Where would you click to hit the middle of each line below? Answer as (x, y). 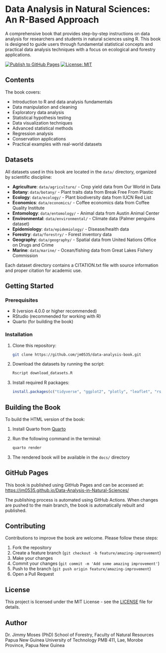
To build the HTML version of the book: (45, 419)
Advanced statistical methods (43, 128)
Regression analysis (33, 133)
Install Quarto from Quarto (39, 429)
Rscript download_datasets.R (42, 373)
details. (13, 607)
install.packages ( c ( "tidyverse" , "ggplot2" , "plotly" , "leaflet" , (82, 392)
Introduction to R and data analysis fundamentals (62, 102)
